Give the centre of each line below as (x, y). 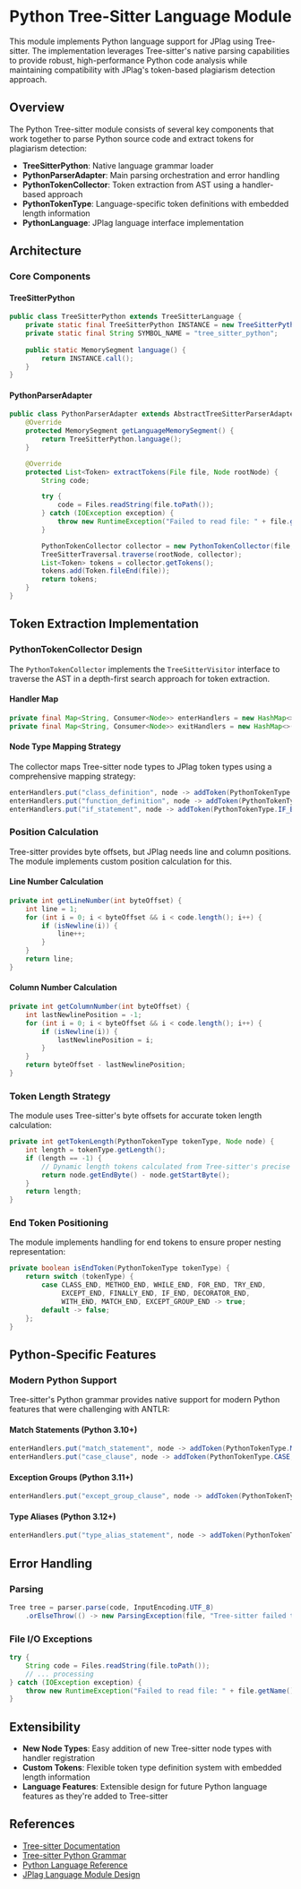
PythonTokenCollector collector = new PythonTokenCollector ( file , (168, 546)
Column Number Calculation (63, 988)
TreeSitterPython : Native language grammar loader (118, 165)
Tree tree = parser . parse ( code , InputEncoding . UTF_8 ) (112, 1607)
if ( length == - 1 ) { (64, 1158)
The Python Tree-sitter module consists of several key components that (142, 129)
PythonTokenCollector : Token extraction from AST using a (131, 185)
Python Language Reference (75, 1865)
